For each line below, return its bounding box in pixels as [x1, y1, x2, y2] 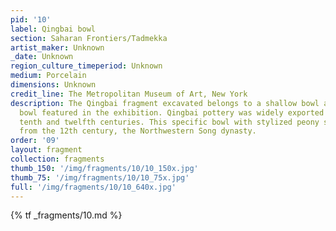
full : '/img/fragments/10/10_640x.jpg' [10, 182, 177, 192]
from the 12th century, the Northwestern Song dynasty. [19, 126, 257, 136]
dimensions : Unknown [10, 80, 97, 90]
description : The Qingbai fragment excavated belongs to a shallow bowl [10, 98, 320, 108]
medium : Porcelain [10, 71, 87, 81]
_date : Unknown [10, 52, 74, 62]
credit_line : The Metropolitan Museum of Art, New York [10, 89, 248, 99]
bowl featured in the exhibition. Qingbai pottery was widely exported [19, 107, 325, 118]
